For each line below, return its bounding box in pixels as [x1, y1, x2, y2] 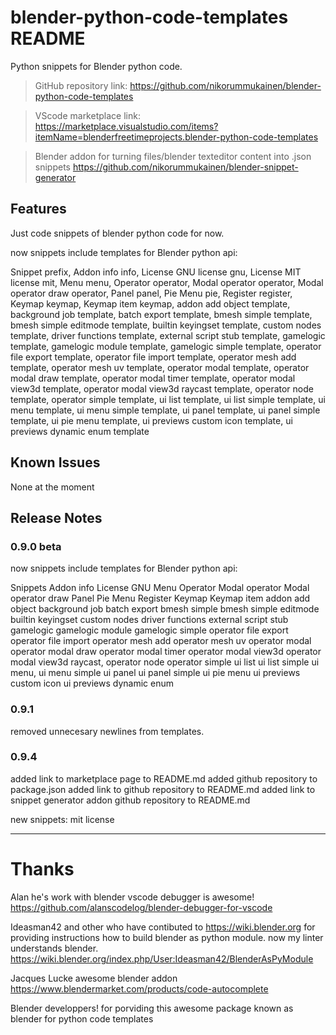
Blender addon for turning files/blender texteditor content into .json [34, 150, 312, 162]
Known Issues [10, 454, 101, 471]
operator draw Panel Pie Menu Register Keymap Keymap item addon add [10, 592, 311, 605]
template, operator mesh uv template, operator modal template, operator [10, 361, 310, 373]
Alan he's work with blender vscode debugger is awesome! [10, 891, 255, 903]
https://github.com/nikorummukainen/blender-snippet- [72, 161, 299, 173]
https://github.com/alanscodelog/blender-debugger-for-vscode [10, 901, 273, 913]
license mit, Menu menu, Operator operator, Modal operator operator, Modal [10, 276, 324, 288]
